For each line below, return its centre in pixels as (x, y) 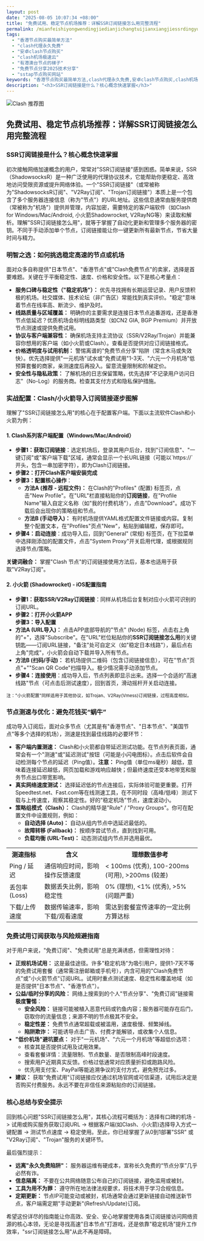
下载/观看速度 (64, 916)
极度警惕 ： (29, 1001)
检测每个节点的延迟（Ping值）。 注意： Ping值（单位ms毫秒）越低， (104, 762)
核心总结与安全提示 (34, 1102)
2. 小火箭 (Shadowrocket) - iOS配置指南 (56, 585)
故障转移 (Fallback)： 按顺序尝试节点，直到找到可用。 (92, 830)
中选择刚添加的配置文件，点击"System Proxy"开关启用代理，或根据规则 (104, 541)
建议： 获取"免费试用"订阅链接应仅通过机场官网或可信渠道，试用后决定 (104, 1077)
